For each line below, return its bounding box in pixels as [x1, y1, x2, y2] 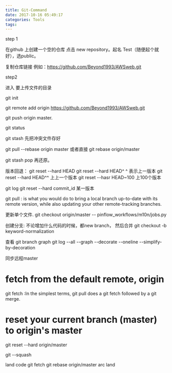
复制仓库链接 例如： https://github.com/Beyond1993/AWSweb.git [5, 64, 142, 70]
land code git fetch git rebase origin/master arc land [5, 362, 116, 368]
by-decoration [5, 245, 35, 251]
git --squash [5, 352, 32, 358]
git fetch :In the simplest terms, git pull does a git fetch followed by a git [5, 290, 157, 297]
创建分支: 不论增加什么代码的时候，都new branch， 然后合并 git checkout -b [5, 223, 167, 229]
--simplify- [139, 239, 162, 245]
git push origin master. [5, 115, 53, 121]
